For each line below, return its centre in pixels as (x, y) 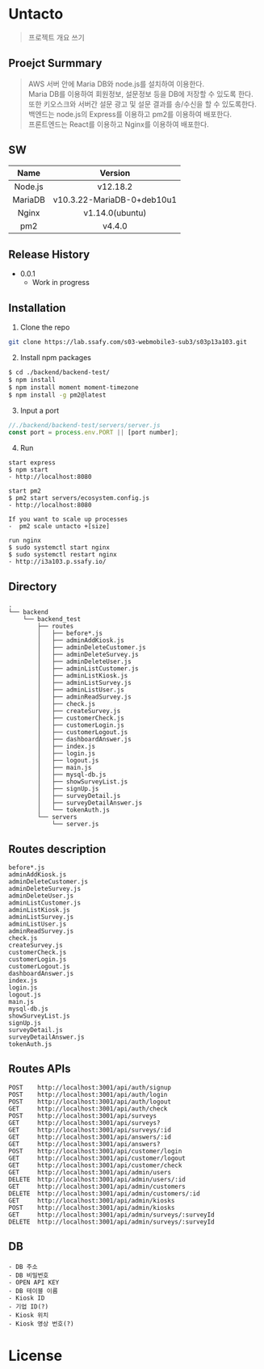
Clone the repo (45, 327)
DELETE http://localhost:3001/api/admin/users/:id (97, 1179)
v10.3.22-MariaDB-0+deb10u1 (115, 199)
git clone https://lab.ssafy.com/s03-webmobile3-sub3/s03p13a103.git (128, 342)
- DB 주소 (23, 1266)
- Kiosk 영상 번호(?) (41, 1324)
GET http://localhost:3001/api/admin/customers (97, 1186)
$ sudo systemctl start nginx (59, 548)
